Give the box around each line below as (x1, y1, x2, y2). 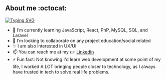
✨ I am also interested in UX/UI (12, 42, 77, 49)
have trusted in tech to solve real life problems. (12, 68, 110, 74)
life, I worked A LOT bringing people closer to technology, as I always (12, 63, 156, 69)
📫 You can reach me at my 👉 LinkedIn (12, 48, 94, 54)
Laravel (12, 32, 28, 38)
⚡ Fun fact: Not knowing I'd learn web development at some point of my (12, 56, 161, 62)
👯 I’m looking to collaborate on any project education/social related (12, 37, 151, 43)
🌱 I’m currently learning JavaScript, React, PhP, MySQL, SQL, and (12, 27, 148, 33)
